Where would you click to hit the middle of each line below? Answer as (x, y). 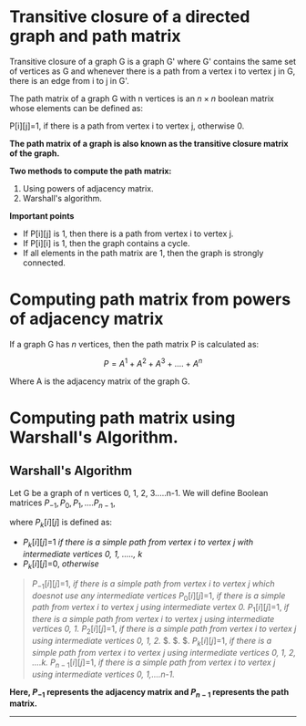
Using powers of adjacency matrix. (88, 188)
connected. (44, 263)
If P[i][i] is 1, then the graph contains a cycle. (106, 243)
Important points (42, 215)
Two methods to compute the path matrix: (91, 171)
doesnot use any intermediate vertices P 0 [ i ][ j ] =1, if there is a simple (158, 596)
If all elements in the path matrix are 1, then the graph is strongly (143, 253)
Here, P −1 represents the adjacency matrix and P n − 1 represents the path (149, 693)
